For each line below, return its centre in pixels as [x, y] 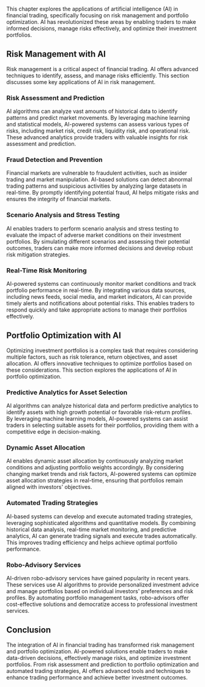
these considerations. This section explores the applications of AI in [92, 370]
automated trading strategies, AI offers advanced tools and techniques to [99, 670]
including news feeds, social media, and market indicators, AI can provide [99, 297]
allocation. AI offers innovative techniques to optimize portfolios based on [99, 363]
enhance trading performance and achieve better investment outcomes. [97, 677]
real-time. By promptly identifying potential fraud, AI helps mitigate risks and [102, 193]
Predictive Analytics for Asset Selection [67, 392]
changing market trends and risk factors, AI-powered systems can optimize [102, 474]
